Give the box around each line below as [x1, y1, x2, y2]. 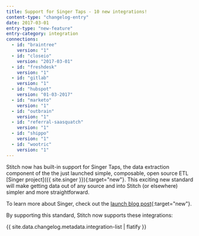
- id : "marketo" [11, 97, 52, 103]
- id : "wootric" [11, 141, 52, 147]
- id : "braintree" [11, 42, 58, 48]
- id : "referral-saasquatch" [11, 119, 84, 125]
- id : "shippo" [11, 130, 49, 137]
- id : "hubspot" [11, 86, 52, 92]
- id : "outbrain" [11, 108, 55, 114]
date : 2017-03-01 [6, 20, 49, 26]
